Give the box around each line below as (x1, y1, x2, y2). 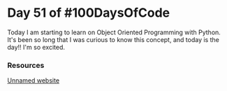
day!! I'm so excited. (7, 43, 65, 51)
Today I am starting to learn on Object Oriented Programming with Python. (7, 28, 221, 36)
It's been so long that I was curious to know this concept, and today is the (7, 35, 220, 43)
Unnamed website (7, 76, 60, 85)
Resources (7, 60, 45, 70)
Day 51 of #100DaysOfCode (7, 5, 170, 21)
